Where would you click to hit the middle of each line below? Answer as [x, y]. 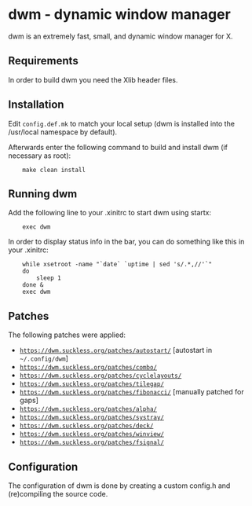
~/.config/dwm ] [44, 358]
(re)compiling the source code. [58, 494]
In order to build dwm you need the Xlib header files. [93, 79]
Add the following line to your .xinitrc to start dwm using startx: [110, 213]
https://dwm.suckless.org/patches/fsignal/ [92, 443]
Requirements [43, 61]
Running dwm [43, 194]
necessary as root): [40, 156]
